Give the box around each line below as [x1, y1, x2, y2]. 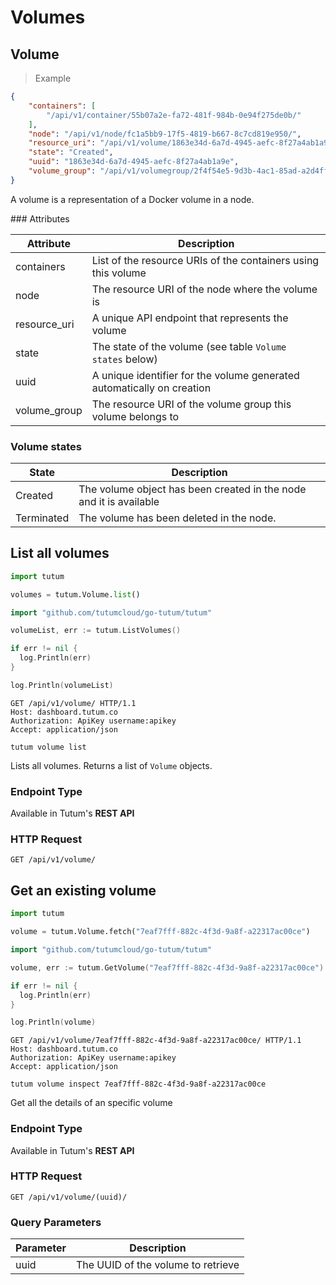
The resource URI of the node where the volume [91, 282, 318, 296]
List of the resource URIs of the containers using [91, 253, 320, 267]
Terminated [15, 511, 70, 525]
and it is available [78, 495, 160, 509]
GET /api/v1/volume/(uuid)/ [10, 1192, 128, 1202]
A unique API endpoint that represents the [91, 311, 289, 325]
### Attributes [10, 212, 70, 225]
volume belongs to [91, 409, 180, 423]
